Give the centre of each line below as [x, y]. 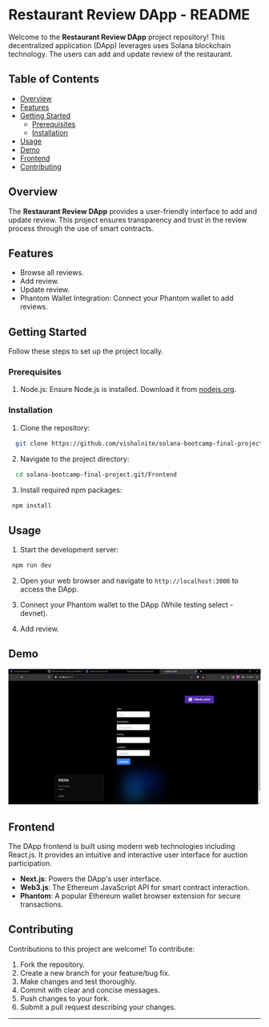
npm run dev [32, 566]
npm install [32, 505]
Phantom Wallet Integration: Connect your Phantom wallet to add [126, 298]
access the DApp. [49, 589]
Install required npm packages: [71, 490]
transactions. [42, 904]
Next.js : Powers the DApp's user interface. [90, 879]
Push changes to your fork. [64, 998]
